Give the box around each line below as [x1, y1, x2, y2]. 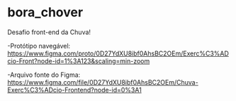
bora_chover [7, 4, 84, 21]
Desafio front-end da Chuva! [7, 28, 91, 36]
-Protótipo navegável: [7, 41, 71, 50]
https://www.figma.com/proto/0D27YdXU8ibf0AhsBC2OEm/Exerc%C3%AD [7, 49, 229, 58]
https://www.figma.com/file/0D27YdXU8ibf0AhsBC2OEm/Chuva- [7, 78, 198, 86]
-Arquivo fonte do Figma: [7, 70, 81, 79]
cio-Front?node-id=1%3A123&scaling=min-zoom [7, 56, 150, 65]
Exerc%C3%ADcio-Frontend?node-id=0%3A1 [7, 85, 142, 94]
